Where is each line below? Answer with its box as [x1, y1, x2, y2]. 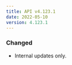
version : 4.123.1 [6, 19, 48, 25]
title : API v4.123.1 [6, 8, 56, 15]
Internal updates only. [14, 52, 67, 59]
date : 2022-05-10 [6, 14, 48, 20]
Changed [6, 39, 33, 47]
